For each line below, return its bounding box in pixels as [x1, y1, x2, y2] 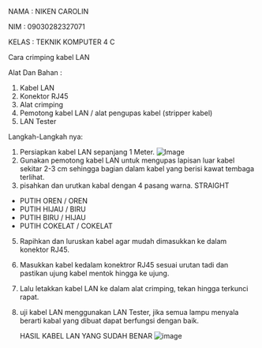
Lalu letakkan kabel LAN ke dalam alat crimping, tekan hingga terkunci [19, 284, 249, 293]
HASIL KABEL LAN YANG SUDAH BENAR [19, 331, 152, 340]
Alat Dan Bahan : [8, 68, 63, 77]
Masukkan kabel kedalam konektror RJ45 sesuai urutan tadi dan [19, 260, 229, 269]
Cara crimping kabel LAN [8, 53, 90, 62]
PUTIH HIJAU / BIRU [19, 204, 87, 214]
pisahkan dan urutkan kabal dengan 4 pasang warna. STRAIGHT [19, 181, 230, 190]
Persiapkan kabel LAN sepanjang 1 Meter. [19, 148, 155, 156]
